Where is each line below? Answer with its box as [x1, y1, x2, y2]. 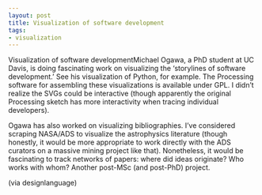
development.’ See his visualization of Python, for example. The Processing [8, 72, 254, 81]
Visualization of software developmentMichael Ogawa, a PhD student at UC [8, 55, 255, 65]
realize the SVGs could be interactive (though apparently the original [8, 88, 232, 99]
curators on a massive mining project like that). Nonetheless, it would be [8, 146, 244, 156]
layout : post [8, 11, 51, 20]
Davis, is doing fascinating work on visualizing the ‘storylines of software [8, 64, 246, 73]
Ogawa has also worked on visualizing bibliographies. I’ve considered [8, 121, 236, 130]
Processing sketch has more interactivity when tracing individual [8, 97, 219, 107]
